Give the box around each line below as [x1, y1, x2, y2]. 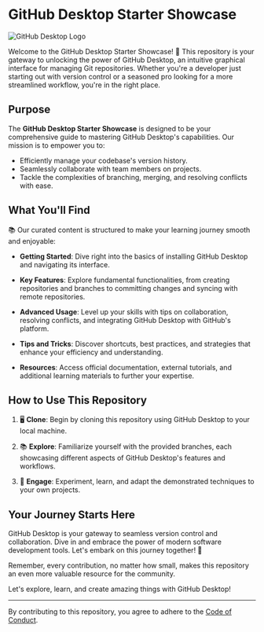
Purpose [8, 103, 51, 116]
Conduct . [8, 615, 38, 625]
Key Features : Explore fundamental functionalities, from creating [19, 275, 230, 285]
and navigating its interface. [19, 259, 110, 269]
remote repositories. [19, 292, 86, 301]
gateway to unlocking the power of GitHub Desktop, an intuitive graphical [8, 55, 245, 64]
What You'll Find [8, 204, 90, 217]
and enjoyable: [8, 236, 57, 245]
